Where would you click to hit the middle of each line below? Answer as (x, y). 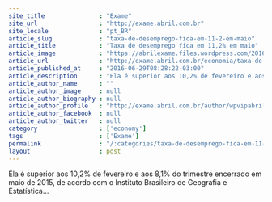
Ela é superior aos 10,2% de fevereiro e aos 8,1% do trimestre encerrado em (135, 174)
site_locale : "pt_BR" (70, 31)
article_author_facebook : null (65, 114)
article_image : (56, 53)
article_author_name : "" (61, 83)
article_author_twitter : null (65, 121)
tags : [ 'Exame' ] (74, 136)
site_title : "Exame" (70, 16)
